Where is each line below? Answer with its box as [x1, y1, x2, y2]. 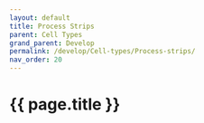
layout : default [9, 13, 70, 23]
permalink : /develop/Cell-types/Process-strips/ [9, 47, 196, 56]
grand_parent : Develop [9, 38, 95, 48]
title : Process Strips [9, 22, 95, 31]
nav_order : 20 [9, 55, 63, 64]
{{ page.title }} [9, 94, 121, 115]
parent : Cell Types [9, 30, 83, 39]
